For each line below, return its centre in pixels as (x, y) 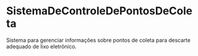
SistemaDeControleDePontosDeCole (100, 11)
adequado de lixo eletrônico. (41, 46)
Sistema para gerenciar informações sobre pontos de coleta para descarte (98, 40)
